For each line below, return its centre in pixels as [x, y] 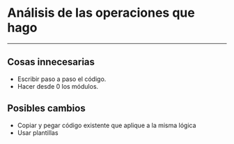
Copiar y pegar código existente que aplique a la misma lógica [107, 125]
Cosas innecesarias [51, 62]
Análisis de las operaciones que [101, 13]
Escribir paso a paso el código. [62, 79]
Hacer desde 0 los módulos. [58, 86]
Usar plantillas [38, 132]
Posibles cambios [46, 109]
